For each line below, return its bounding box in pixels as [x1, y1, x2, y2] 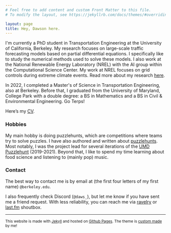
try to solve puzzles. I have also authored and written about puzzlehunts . [5, 138, 158, 144]
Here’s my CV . [5, 108, 35, 114]
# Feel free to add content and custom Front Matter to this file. [5, 7, 152, 13]
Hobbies [5, 121, 27, 128]
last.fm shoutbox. [5, 204, 42, 210]
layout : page [5, 21, 33, 26]
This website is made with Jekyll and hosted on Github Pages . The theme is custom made [5, 219, 162, 224]
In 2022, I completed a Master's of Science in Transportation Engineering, [5, 82, 160, 88]
